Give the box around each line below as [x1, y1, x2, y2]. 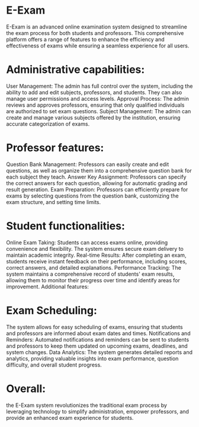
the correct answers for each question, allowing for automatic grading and [6, 179, 188, 187]
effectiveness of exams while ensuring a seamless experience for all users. [6, 42, 190, 49]
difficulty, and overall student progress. [6, 361, 102, 368]
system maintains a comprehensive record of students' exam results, [6, 270, 175, 278]
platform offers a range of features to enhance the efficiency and [6, 36, 165, 43]
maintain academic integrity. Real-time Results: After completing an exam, [6, 251, 187, 259]
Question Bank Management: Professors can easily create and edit [6, 161, 169, 168]
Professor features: [6, 141, 104, 155]
